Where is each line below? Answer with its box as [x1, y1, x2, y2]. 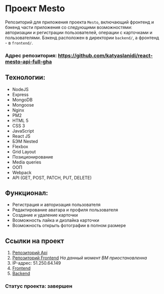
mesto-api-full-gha [5, 58, 52, 65]
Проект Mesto [5, 3, 65, 14]
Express [12, 91, 29, 97]
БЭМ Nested [12, 138, 38, 144]
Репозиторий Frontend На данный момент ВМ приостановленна [12, 255, 147, 261]
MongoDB [12, 96, 33, 103]
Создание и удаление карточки [12, 212, 78, 218]
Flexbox [12, 143, 28, 149]
